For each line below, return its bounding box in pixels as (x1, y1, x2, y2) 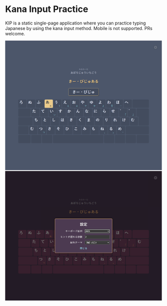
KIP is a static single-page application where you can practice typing (5, 20, 146, 26)
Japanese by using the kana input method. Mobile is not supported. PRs (5, 25, 153, 31)
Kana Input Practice (5, 3, 88, 15)
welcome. (5, 30, 25, 36)
